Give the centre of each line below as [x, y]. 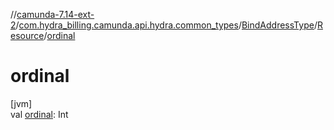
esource [27, 35]
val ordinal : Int [39, 114]
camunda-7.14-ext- [55, 14]
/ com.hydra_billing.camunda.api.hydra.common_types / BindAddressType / [166, 25]
